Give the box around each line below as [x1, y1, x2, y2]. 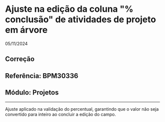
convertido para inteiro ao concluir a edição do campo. [5, 111, 116, 117]
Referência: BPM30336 [5, 71, 79, 80]
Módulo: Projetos [5, 89, 59, 97]
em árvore [5, 25, 48, 35]
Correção [5, 55, 35, 63]
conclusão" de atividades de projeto [5, 14, 156, 25]
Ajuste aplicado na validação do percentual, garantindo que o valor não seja [5, 106, 159, 112]
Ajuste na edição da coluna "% [5, 3, 134, 15]
